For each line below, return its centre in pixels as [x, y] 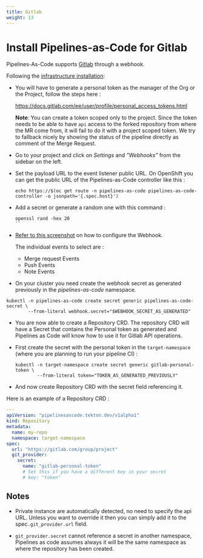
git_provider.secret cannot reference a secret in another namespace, [103, 536]
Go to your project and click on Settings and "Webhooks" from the [98, 155]
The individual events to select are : [59, 247]
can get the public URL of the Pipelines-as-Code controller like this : [100, 180]
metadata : [19, 427]
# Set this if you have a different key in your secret [94, 472]
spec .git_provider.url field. [51, 524]
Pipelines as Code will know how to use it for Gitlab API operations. [99, 336]
